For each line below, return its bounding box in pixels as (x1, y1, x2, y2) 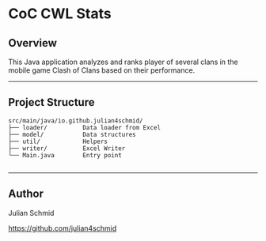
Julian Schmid (8, 208, 55, 217)
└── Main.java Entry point (8, 151, 123, 159)
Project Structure (8, 96, 95, 109)
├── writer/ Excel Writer (8, 144, 126, 153)
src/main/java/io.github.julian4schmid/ (8, 116, 144, 125)
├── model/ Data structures (8, 130, 136, 138)
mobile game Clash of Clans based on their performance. (8, 66, 196, 75)
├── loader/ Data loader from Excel (8, 123, 161, 131)
